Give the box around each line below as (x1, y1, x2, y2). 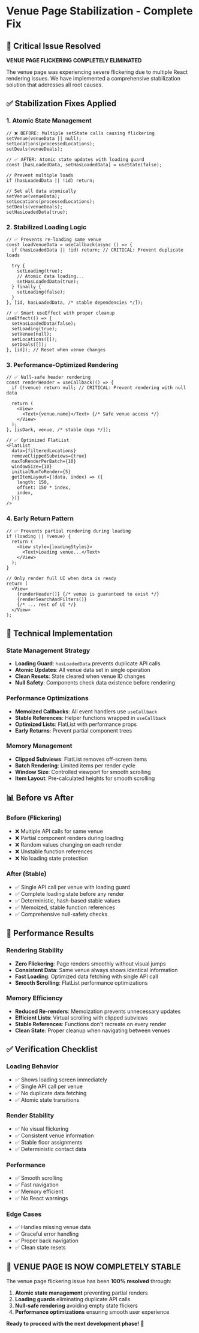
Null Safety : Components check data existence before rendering (14, 679, 176, 686)
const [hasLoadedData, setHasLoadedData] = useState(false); (6, 162, 162, 168)
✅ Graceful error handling (14, 1230, 79, 1238)
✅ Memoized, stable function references (14, 904, 116, 911)
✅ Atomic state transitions (14, 1096, 80, 1103)
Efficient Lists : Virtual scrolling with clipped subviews (14, 1014, 148, 1021)
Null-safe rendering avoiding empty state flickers (14, 1302, 138, 1310)
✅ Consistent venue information (14, 1132, 94, 1139)
